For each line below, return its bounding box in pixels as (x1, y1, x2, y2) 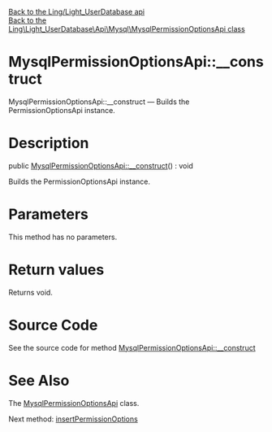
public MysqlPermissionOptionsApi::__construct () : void (8, 160, 193, 170)
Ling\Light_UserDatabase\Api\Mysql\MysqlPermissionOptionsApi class (8, 24, 245, 33)
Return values (8, 260, 105, 279)
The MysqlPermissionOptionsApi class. (8, 398, 140, 408)
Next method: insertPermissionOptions (8, 414, 138, 424)
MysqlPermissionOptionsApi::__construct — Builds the (8, 97, 190, 107)
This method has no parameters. (8, 232, 118, 242)
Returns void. (8, 287, 53, 297)
